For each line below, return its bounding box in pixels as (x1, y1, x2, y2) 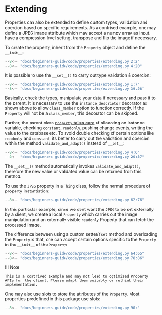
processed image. (5, 222, 41, 228)
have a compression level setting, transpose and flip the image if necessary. (5, 35, 157, 41)
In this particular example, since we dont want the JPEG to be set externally (5, 207, 154, 212)
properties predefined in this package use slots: (5, 296, 101, 302)
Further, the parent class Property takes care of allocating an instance (5, 120, 145, 126)
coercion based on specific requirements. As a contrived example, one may (5, 24, 156, 30)
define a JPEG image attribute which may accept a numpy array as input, (5, 30, 151, 35)
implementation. (5, 282, 38, 287)
